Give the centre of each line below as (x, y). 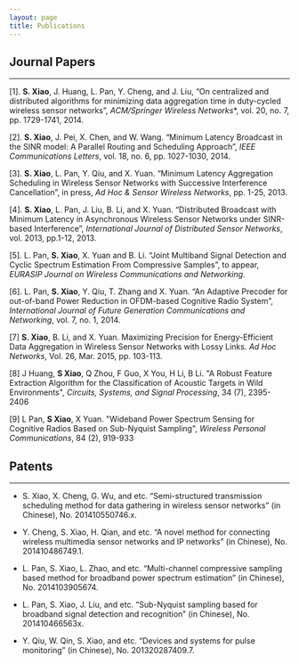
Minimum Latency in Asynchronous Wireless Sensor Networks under (135, 219)
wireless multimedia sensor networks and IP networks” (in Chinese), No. (154, 542)
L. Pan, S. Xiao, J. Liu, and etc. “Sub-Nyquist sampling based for (140, 605)
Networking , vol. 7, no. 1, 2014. (65, 320)
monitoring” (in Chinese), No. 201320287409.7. (108, 651)
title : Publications (48, 26)
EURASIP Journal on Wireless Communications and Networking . (128, 275)
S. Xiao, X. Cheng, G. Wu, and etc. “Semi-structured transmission (142, 496)
